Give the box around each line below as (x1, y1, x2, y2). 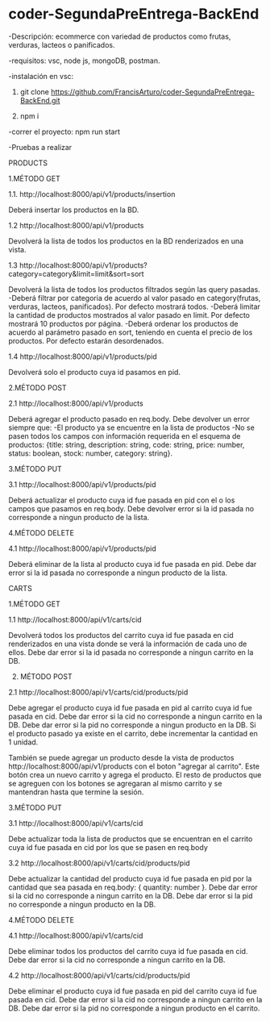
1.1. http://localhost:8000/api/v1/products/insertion (8, 189, 176, 198)
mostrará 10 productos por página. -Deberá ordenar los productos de (8, 319, 239, 328)
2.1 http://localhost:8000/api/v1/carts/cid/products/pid (8, 687, 189, 697)
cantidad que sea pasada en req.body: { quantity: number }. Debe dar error (8, 882, 258, 892)
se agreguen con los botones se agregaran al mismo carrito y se (8, 778, 222, 788)
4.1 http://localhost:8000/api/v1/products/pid (8, 544, 156, 553)
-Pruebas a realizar (8, 142, 73, 152)
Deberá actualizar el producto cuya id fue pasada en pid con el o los (8, 495, 235, 505)
